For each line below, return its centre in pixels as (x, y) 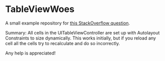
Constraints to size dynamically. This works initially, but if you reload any (81, 38)
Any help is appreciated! (31, 53)
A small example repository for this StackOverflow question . (68, 23)
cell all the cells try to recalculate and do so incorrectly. (63, 43)
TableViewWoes (40, 9)
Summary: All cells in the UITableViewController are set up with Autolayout (82, 32)
